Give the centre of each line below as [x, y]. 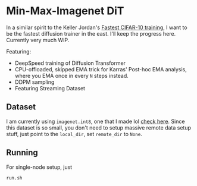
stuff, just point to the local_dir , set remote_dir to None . [74, 134]
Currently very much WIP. [38, 40]
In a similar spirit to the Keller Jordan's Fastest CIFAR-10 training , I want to [97, 27]
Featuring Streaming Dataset [50, 88]
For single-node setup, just [39, 167]
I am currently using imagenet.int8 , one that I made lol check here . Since [96, 121]
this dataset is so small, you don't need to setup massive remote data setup [99, 127]
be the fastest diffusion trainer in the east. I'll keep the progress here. [91, 33]
